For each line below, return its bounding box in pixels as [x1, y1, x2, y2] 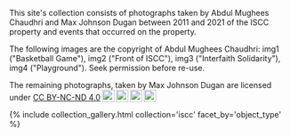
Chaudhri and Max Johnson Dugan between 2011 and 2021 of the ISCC [9, 17, 270, 28]
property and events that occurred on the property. [9, 27, 197, 36]
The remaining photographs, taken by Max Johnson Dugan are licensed [9, 80, 272, 90]
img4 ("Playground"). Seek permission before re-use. [9, 62, 205, 73]
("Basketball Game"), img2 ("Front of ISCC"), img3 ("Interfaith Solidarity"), [9, 53, 281, 63]
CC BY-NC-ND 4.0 [32, 93, 101, 102]
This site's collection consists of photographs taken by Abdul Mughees [9, 8, 270, 18]
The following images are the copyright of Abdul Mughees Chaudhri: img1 [9, 44, 279, 54]
